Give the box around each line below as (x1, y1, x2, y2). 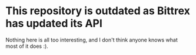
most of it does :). (5, 43, 48, 50)
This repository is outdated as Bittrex (5, 4, 191, 18)
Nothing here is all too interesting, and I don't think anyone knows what (5, 36, 178, 43)
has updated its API (5, 17, 102, 30)
